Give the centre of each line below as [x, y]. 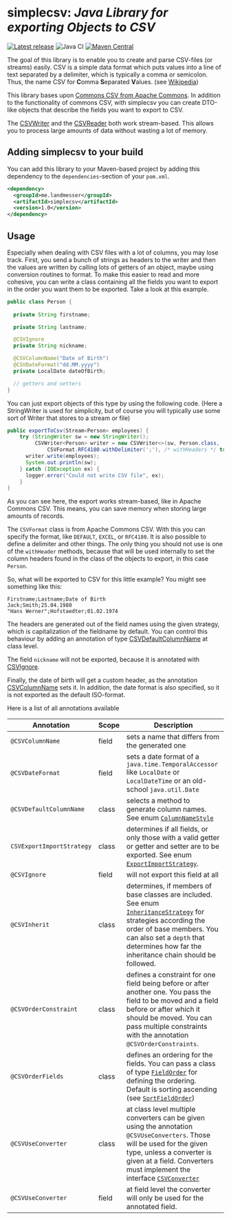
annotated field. [152, 1207]
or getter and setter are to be [173, 846]
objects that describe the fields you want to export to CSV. [101, 110]
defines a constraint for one [171, 975]
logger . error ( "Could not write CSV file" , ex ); [95, 475]
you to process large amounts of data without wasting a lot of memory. [107, 130]
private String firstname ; [52, 314]
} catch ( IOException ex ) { [59, 469]
